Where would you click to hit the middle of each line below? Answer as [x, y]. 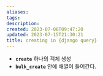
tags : [13, 18]
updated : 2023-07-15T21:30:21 [45, 35]
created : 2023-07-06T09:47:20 [45, 29]
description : [23, 23]
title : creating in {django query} [52, 40]
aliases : [17, 12]
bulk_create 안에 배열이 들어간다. [56, 66]
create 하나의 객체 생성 [43, 59]
